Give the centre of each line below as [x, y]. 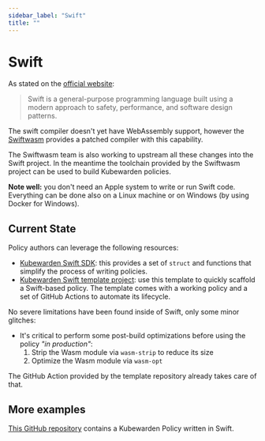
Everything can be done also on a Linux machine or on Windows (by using [129, 195]
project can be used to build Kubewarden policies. [90, 171]
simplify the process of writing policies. [84, 271]
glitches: [22, 320]
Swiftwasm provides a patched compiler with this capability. [106, 140]
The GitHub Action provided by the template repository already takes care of [132, 376]
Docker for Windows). [44, 204]
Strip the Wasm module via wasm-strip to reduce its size [123, 352]
